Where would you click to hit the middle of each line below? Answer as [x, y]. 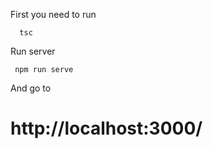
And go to [31, 88]
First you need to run [53, 14]
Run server [33, 51]
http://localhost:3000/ [106, 128]
